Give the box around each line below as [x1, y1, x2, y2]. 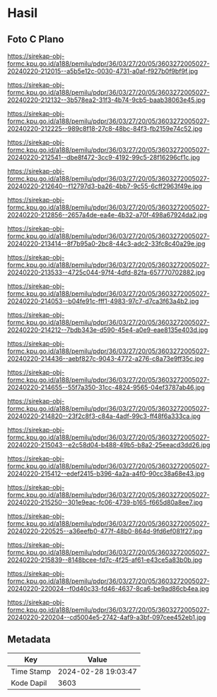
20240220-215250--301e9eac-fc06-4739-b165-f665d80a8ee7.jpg [7, 498, 203, 507]
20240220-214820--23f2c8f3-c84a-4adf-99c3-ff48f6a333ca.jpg [7, 412, 201, 420]
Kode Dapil [11, 678, 47, 688]
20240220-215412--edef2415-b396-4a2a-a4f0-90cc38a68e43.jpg [7, 469, 205, 478]
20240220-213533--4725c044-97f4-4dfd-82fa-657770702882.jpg [7, 268, 206, 277]
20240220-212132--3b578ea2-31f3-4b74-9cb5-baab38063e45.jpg [7, 96, 206, 104]
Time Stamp [11, 667, 52, 676]
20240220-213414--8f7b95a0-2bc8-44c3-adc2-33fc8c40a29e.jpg [7, 239, 206, 248]
